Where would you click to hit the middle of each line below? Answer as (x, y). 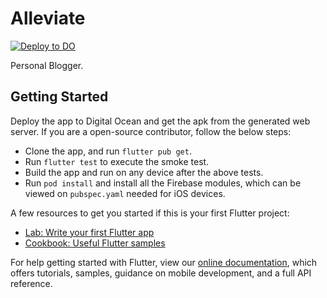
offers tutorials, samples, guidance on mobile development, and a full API (161, 273)
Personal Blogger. (47, 65)
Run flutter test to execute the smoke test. (117, 161)
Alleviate (48, 18)
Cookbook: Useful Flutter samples (95, 243)
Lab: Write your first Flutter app (89, 232)
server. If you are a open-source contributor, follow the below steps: (151, 131)
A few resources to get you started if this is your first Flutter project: (150, 213)
